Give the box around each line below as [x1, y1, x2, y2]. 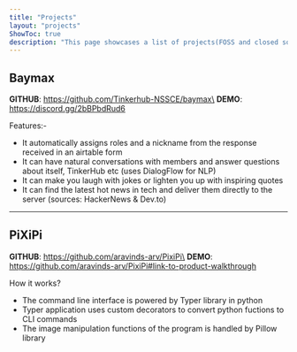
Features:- [9, 120, 47, 131]
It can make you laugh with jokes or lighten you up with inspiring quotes [21, 175, 284, 186]
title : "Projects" [9, 12, 77, 22]
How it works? [9, 278, 62, 288]
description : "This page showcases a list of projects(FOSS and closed [9, 37, 278, 47]
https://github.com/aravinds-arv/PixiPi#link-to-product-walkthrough [9, 260, 256, 271]
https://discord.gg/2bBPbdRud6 [9, 103, 126, 114]
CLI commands [21, 313, 78, 324]
